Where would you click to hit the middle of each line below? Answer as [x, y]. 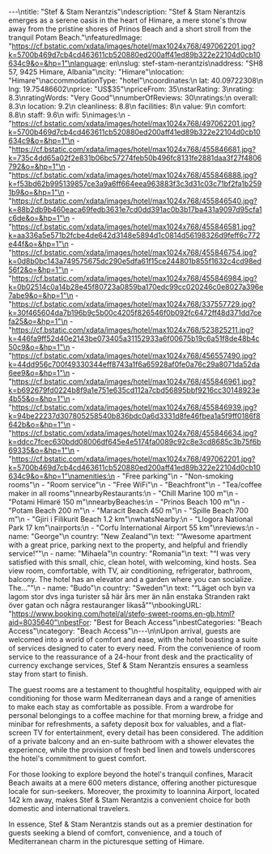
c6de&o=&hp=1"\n [39, 218]
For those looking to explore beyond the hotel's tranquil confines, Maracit [131, 774]
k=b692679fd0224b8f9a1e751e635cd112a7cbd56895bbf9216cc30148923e [134, 390]
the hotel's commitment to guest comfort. [78, 758]
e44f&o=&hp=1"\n [38, 244]
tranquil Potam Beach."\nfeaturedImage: [76, 37]
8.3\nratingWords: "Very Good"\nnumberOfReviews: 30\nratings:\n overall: [133, 98]
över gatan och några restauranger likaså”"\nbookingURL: [105, 605]
